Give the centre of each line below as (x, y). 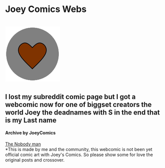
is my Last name (31, 120)
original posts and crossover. (35, 160)
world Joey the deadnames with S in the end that (83, 112)
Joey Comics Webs (46, 9)
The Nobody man (23, 144)
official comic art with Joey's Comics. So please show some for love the (79, 154)
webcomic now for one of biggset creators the (79, 104)
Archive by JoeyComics (30, 133)
